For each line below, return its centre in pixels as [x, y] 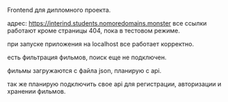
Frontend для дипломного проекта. [59, 10]
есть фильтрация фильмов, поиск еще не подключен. [87, 57]
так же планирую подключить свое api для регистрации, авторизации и [114, 84]
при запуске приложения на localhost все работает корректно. [101, 44]
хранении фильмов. [36, 91]
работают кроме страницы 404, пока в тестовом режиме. [94, 31]
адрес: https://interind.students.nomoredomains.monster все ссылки [107, 23]
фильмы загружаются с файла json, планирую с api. [84, 71]
